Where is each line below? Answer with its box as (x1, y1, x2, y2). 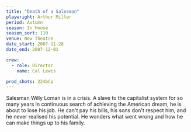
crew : (6, 57, 19, 63)
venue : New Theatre (6, 36, 54, 41)
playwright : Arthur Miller (6, 14, 72, 20)
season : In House (6, 25, 48, 31)
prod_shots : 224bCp (6, 78, 54, 85)
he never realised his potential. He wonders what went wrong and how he (6, 113, 183, 120)
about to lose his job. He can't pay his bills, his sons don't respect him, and (6, 107, 186, 114)
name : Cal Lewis (16, 68, 57, 74)
